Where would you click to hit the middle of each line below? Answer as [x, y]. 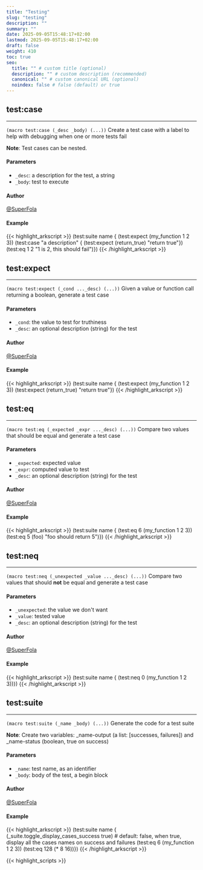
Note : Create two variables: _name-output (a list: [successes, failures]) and [100, 735]
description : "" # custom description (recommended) [79, 74]
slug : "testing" [27, 18]
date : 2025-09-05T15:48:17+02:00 [48, 35]
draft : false [23, 46]
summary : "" [21, 29]
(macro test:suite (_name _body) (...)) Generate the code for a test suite [100, 723]
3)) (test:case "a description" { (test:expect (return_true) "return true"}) [95, 243]
